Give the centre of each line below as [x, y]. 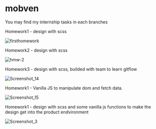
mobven [22, 9]
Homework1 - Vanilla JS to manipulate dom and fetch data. [64, 88]
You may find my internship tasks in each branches [57, 22]
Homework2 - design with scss [36, 50]
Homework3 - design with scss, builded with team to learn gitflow [71, 69]
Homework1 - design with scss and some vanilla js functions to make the [78, 107]
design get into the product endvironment [47, 112]
